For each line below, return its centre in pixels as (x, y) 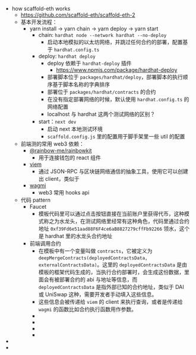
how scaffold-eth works (41, 9)
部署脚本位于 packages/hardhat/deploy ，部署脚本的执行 (115, 77)
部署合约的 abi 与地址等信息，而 (98, 279)
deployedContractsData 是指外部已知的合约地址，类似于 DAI (111, 287)
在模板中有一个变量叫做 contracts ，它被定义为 (95, 251)
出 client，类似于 (59, 179)
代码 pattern (36, 200)
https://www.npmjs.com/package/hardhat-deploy (117, 70)
